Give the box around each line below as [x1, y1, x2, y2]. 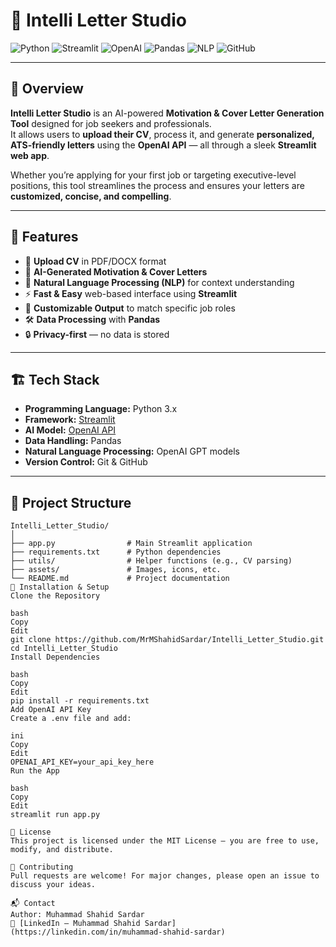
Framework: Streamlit [24, 414, 116, 426]
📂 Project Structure [10, 494, 132, 511]
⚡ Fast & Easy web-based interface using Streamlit [24, 287, 238, 299]
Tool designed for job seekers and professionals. [10, 117, 212, 129]
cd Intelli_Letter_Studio [10, 644, 118, 654]
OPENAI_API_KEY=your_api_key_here [10, 757, 155, 768]
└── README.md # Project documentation [10, 574, 230, 584]
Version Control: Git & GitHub [24, 456, 148, 468]
